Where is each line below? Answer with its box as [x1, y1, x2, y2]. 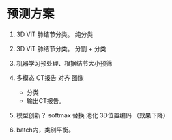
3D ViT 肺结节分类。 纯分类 [16, 30, 94, 38]
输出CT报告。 [26, 96, 66, 104]
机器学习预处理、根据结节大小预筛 [16, 59, 113, 67]
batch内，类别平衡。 [16, 126, 75, 134]
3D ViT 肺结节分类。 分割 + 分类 [16, 44, 106, 53]
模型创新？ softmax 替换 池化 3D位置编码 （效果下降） [16, 111, 170, 120]
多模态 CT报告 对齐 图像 [16, 73, 84, 82]
